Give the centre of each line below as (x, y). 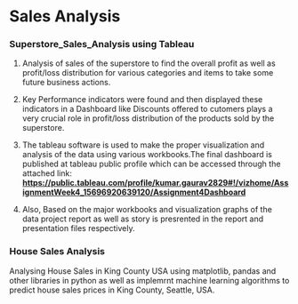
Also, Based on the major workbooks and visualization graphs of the (147, 210)
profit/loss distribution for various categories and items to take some (148, 73)
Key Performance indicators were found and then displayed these (142, 100)
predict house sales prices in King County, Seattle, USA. (112, 290)
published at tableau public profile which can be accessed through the (151, 164)
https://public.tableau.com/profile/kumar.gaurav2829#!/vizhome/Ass (155, 183)
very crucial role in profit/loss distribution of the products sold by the (148, 118)
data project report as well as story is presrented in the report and (143, 219)
